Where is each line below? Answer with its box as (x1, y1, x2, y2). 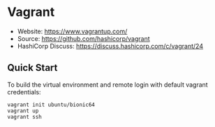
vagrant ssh (7, 113, 42, 120)
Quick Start (7, 62, 58, 74)
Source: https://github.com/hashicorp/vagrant (17, 34, 150, 42)
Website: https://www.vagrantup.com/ (17, 27, 128, 35)
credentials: (7, 87, 41, 96)
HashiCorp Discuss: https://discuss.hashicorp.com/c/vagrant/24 (17, 42, 204, 50)
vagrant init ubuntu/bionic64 (7, 101, 96, 108)
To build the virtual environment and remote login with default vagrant (7, 81, 208, 89)
